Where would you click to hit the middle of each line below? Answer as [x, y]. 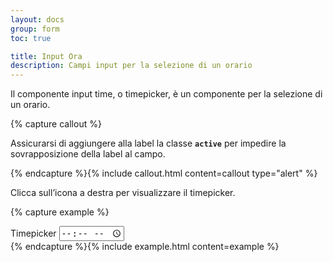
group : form [35, 29]
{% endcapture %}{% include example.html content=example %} [145, 247]
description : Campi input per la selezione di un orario [131, 66]
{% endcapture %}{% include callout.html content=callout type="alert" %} [164, 173]
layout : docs [37, 19]
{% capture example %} [60, 212]
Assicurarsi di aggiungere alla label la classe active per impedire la [148, 143]
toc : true [31, 38]
